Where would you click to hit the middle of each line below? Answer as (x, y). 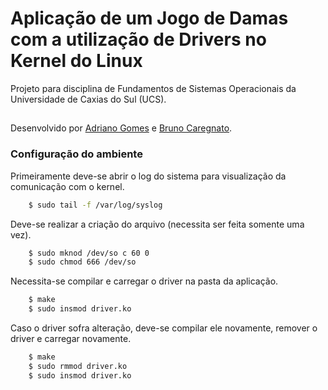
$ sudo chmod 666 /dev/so (82, 262)
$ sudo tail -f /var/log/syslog (95, 205)
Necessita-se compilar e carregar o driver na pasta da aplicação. (144, 281)
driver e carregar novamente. (71, 338)
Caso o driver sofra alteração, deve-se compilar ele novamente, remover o (164, 328)
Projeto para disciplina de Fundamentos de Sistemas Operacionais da (153, 88)
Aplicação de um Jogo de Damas (149, 18)
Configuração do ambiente (76, 154)
